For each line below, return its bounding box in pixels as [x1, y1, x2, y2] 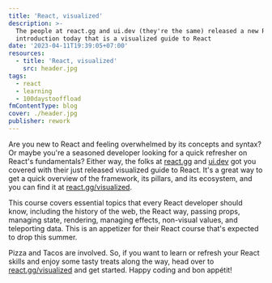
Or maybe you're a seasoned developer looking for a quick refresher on [8, 147, 248, 158]
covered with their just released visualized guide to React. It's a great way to [8, 165, 263, 175]
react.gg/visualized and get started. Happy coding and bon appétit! [8, 264, 232, 275]
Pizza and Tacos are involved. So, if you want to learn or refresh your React [8, 247, 261, 257]
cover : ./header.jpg [8, 110, 79, 118]
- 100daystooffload [15, 95, 82, 103]
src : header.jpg [23, 65, 79, 73]
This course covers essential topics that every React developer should [8, 197, 243, 207]
